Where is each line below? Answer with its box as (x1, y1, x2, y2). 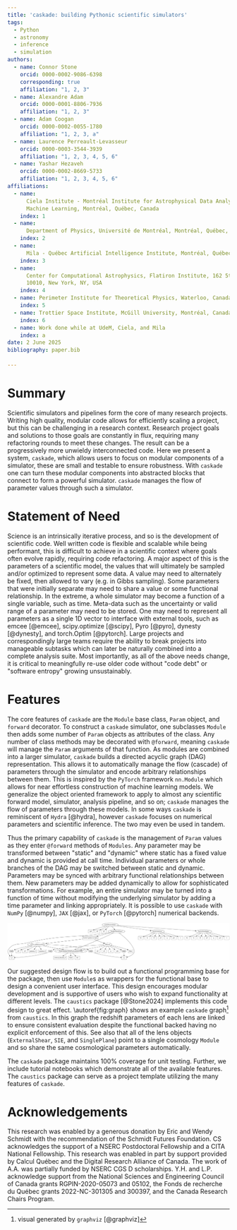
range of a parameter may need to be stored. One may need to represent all (7, 607, 228, 615)
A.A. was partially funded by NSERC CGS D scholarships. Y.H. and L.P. (7, 1165, 213, 1174)
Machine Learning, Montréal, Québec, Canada (25, 205, 159, 212)
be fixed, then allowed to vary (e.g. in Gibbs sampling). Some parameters (7, 576, 220, 585)
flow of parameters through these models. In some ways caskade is (7, 805, 202, 813)
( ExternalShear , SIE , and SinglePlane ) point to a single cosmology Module (7, 1035, 220, 1044)
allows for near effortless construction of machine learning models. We (7, 782, 214, 791)
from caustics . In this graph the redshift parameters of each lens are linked (7, 1013, 226, 1022)
